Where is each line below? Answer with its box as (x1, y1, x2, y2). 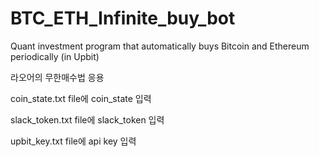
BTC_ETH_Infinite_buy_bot (10, 7, 236, 30)
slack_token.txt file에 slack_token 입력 (10, 113, 165, 126)
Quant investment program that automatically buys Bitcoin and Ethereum (10, 40, 310, 52)
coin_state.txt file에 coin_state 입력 (10, 92, 152, 104)
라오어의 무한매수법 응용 (10, 71, 105, 83)
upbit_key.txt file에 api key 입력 (10, 135, 137, 147)
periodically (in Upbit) (10, 50, 100, 62)
